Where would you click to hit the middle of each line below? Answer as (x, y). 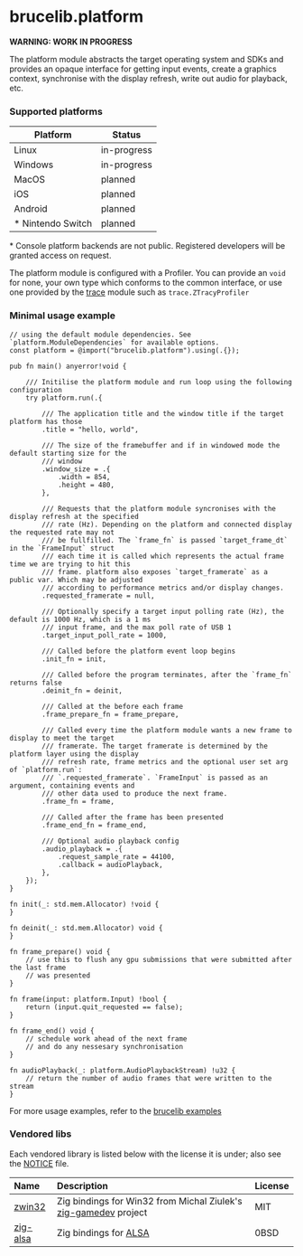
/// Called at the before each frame (112, 706)
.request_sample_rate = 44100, (116, 856)
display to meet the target (62, 738)
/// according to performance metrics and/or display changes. (163, 588)
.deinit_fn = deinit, (83, 690)
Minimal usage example (62, 316)
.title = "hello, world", (91, 430)
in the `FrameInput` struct (62, 548)
